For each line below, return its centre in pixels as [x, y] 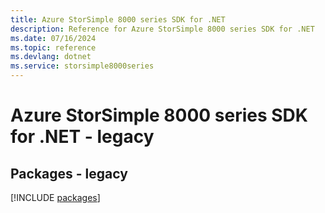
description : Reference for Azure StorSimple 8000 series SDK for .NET [162, 29]
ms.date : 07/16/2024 [53, 38]
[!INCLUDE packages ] [55, 197]
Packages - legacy [69, 173]
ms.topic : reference [53, 47]
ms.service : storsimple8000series [82, 66]
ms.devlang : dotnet [51, 57]
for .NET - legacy [82, 137]
